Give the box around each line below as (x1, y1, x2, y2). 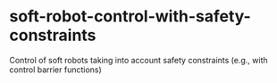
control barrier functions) (9, 64, 103, 75)
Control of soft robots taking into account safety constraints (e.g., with (9, 54, 268, 65)
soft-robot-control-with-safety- (9, 6, 252, 27)
